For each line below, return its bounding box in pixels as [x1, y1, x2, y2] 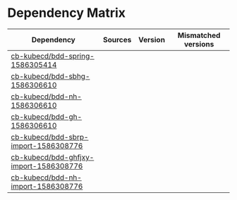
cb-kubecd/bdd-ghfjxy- [11, 152, 95, 162]
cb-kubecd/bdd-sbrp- [11, 132, 89, 142]
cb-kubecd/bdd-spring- [11, 51, 95, 61]
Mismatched [177, 30, 221, 40]
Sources [102, 35, 132, 44]
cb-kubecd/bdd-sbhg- [11, 71, 90, 81]
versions [183, 39, 214, 49]
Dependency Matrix [7, 5, 126, 21]
